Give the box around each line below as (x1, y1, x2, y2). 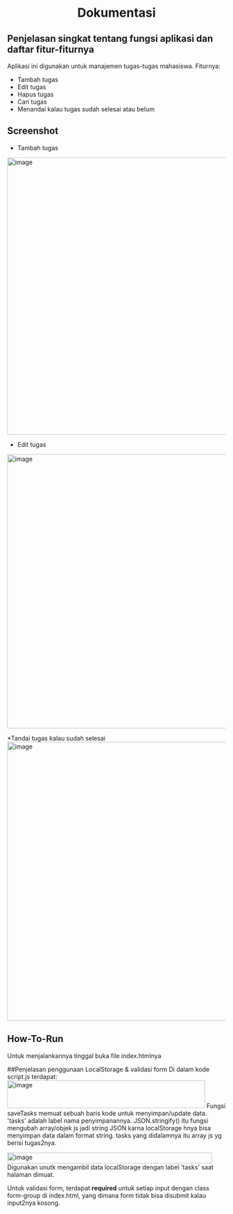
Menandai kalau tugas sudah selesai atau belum (17, 105, 155, 113)
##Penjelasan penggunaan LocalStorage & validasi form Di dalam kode (7, 1065, 210, 1073)
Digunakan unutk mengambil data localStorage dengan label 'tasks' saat (7, 1162, 214, 1171)
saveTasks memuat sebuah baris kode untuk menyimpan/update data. (7, 1109, 207, 1117)
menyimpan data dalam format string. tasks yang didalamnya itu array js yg (7, 1131, 222, 1140)
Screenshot (7, 125, 59, 137)
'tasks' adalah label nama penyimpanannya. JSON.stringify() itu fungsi (7, 1116, 209, 1125)
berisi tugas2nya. (7, 1138, 57, 1146)
